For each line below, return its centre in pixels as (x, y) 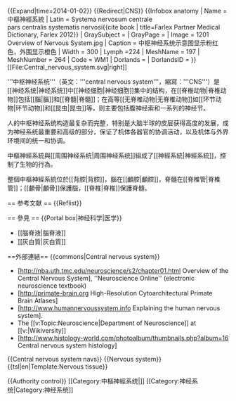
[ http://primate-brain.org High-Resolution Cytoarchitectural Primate (115, 293)
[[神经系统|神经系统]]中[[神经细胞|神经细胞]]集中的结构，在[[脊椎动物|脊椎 (114, 90)
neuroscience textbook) (52, 286)
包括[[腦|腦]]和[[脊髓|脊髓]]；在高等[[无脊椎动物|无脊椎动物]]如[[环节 (117, 99)
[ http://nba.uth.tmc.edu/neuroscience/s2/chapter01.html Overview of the (123, 270)
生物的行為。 (38, 164)
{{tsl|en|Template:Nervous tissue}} (58, 367)
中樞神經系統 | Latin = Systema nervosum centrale (80, 19)
